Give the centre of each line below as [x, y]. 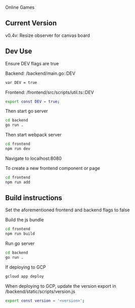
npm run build [20, 234]
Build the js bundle [25, 220]
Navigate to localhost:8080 [34, 158]
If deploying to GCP [26, 267]
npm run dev [18, 149]
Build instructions [34, 198]
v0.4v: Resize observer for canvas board [48, 35]
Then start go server [27, 111]
